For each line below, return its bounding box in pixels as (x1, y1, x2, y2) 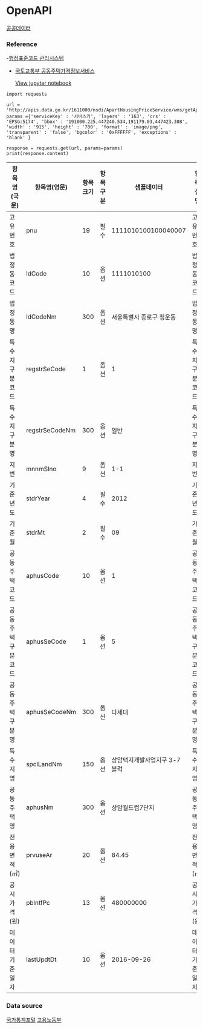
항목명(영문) (34, 183, 68, 191)
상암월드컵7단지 (111, 804, 155, 812)
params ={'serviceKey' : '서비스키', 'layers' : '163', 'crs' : (6, 113, 167, 120)
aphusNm (26, 803, 54, 812)
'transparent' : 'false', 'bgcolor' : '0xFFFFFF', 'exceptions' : (6, 130, 177, 136)
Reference (6, 40, 37, 48)
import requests (6, 91, 47, 98)
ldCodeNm (26, 313, 57, 321)
